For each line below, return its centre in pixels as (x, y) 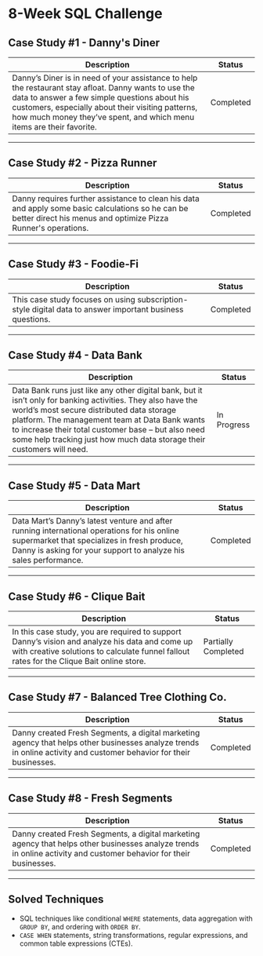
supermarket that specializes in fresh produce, (98, 541)
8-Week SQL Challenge (85, 14)
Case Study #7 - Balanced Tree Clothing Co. (117, 697)
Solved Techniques (56, 899)
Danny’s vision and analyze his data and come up (103, 642)
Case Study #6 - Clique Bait (77, 596)
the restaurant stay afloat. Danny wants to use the (104, 88)
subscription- (162, 299)
